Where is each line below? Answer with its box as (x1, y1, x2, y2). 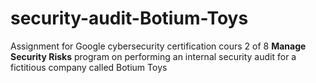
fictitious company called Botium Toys (10, 61, 168, 73)
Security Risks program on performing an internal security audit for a (10, 50, 297, 62)
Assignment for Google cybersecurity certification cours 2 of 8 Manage (10, 40, 307, 52)
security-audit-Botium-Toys (10, 7, 249, 30)
